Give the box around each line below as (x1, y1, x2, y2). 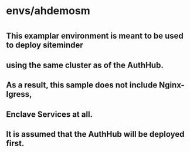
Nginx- (159, 80, 185, 90)
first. (6, 138, 25, 148)
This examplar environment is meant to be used (6, 31, 184, 41)
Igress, (6, 89, 32, 99)
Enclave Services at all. (6, 109, 93, 119)
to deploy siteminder (6, 40, 83, 50)
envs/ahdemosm (6, 4, 90, 18)
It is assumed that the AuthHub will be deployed (6, 129, 185, 139)
